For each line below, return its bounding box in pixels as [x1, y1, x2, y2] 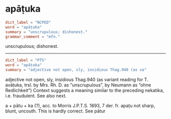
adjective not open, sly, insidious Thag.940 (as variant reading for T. [5, 77, 149, 83]
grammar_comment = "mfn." [5, 34, 60, 39]
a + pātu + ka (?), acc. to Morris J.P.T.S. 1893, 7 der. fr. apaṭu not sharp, [5, 103, 155, 109]
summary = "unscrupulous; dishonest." [5, 29, 88, 35]
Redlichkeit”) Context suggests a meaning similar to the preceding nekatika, [5, 87, 164, 94]
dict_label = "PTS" [5, 58, 47, 63]
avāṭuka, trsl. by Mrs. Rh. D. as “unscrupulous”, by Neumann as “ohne [5, 82, 151, 88]
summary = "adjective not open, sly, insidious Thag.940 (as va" [5, 67, 147, 73]
